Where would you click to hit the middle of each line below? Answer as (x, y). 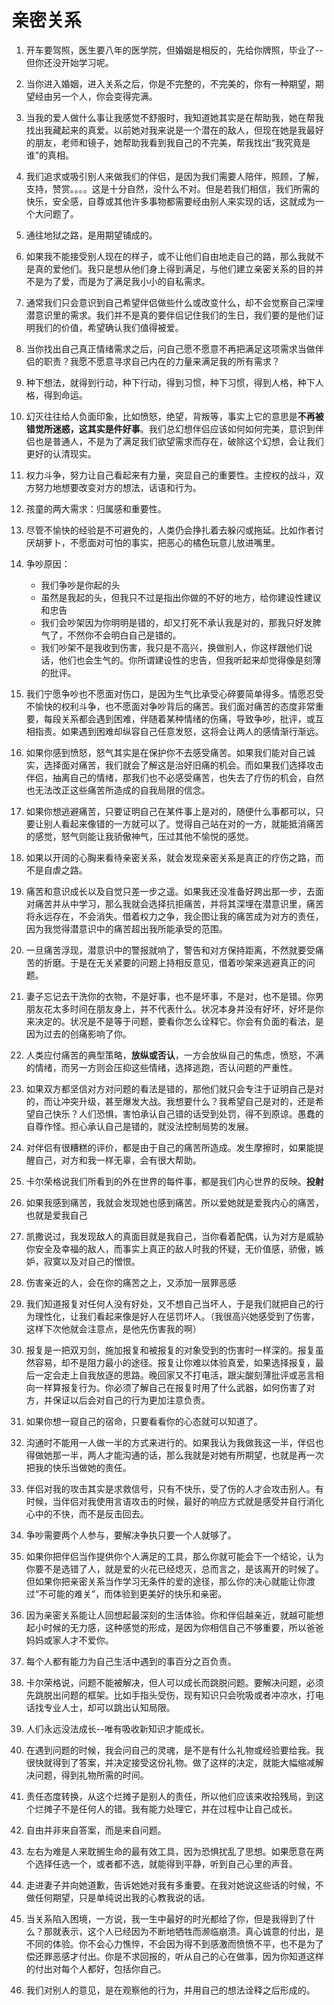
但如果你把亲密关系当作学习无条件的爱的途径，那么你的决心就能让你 (166, 1581)
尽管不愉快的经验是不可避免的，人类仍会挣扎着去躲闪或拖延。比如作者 (170, 530)
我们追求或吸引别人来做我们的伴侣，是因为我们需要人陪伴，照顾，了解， (174, 176)
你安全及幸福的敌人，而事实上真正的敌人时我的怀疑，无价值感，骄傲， (170, 1248)
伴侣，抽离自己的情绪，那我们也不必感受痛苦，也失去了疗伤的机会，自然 (174, 777)
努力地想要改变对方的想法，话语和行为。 (118, 487)
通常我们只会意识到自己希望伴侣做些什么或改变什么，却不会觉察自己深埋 (174, 302)
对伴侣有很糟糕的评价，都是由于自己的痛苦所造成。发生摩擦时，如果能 (170, 1147)
